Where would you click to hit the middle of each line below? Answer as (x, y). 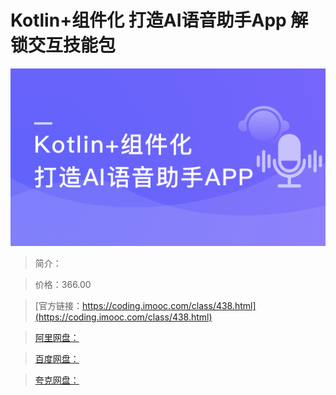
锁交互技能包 (63, 45)
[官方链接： (58, 305)
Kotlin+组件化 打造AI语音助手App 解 (159, 20)
